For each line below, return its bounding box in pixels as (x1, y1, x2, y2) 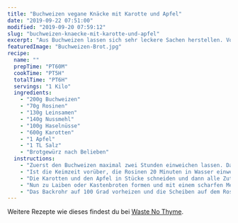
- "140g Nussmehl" (20, 115, 74, 122)
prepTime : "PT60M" (13, 63, 69, 70)
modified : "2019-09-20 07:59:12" (7, 23, 106, 30)
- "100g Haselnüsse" (20, 122, 81, 130)
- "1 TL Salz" (20, 142, 62, 149)
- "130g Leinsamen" (20, 109, 78, 116)
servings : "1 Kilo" (13, 83, 72, 90)
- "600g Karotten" (20, 129, 74, 136)
